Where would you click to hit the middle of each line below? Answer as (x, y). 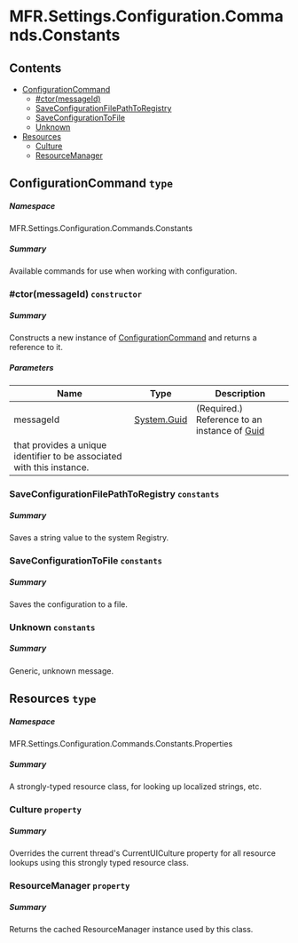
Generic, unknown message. (61, 671)
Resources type (53, 699)
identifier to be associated (68, 457)
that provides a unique (60, 445)
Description (240, 394)
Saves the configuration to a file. (69, 604)
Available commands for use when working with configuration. (123, 271)
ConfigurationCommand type (91, 184)
